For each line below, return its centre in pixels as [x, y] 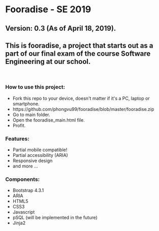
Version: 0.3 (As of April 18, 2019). [61, 28]
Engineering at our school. [48, 62]
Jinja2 [19, 223]
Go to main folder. [31, 114]
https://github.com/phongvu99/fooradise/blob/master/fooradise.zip [83, 109]
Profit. [19, 125]
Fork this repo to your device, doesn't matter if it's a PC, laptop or [81, 98]
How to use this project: [35, 87]
